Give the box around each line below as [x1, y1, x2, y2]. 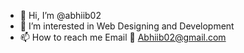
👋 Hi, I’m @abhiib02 [19, 10, 102, 21]
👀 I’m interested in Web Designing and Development [19, 20, 235, 32]
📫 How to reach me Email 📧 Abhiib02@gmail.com [19, 31, 227, 43]
